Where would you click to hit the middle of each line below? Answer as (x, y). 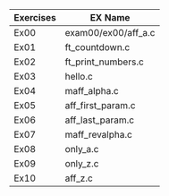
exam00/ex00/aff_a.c (110, 33)
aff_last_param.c (100, 120)
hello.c (79, 77)
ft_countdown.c (97, 47)
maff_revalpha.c (98, 135)
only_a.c (82, 149)
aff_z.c (79, 178)
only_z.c (82, 163)
